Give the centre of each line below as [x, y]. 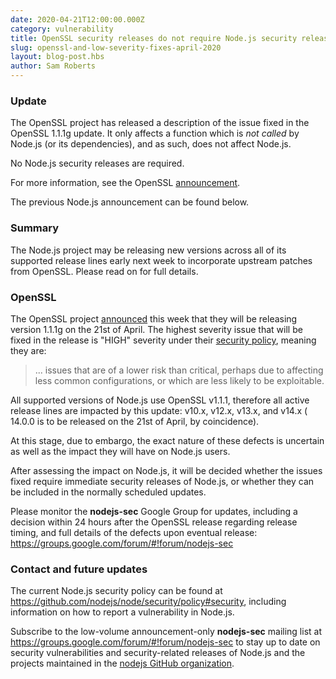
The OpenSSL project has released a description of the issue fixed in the [160, 123]
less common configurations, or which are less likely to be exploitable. [179, 380]
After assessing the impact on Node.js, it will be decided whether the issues [166, 470]
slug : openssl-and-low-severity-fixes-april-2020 [116, 47]
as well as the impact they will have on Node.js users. [120, 451]
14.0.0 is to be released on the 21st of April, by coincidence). [135, 421]
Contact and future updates [79, 569]
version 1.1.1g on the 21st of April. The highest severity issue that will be [156, 329]
